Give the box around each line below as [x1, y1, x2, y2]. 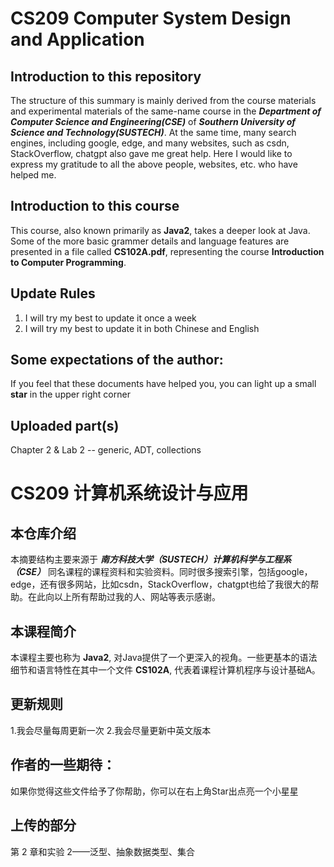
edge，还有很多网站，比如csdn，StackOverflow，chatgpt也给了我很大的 [10, 578, 311, 591]
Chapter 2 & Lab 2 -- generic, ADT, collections [10, 444, 202, 456]
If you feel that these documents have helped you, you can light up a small [10, 378, 317, 390]
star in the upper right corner [10, 388, 131, 401]
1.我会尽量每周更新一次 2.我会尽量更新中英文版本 [10, 724, 212, 736]
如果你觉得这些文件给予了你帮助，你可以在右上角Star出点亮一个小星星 [10, 785, 299, 797]
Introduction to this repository [10, 68, 202, 85]
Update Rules [10, 285, 96, 302]
